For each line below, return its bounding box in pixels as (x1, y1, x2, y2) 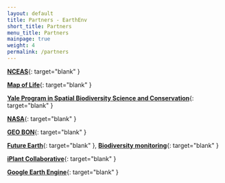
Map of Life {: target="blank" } (7, 80, 92, 89)
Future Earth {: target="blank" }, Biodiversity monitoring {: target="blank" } (7, 141, 220, 149)
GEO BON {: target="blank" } (7, 128, 87, 136)
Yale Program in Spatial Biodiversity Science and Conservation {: (7, 94, 194, 102)
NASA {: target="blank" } (7, 114, 77, 122)
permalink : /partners (7, 49, 69, 56)
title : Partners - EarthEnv (7, 17, 88, 23)
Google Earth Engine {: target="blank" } (7, 168, 119, 176)
